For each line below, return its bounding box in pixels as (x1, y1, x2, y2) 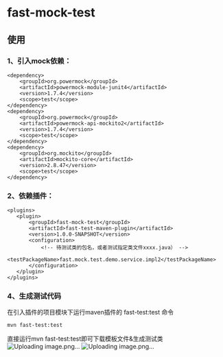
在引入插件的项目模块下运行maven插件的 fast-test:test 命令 (7, 308, 174, 317)
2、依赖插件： (7, 190, 54, 200)
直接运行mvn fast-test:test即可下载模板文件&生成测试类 (7, 334, 163, 343)
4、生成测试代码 (7, 291, 62, 301)
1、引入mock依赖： (7, 56, 72, 66)
